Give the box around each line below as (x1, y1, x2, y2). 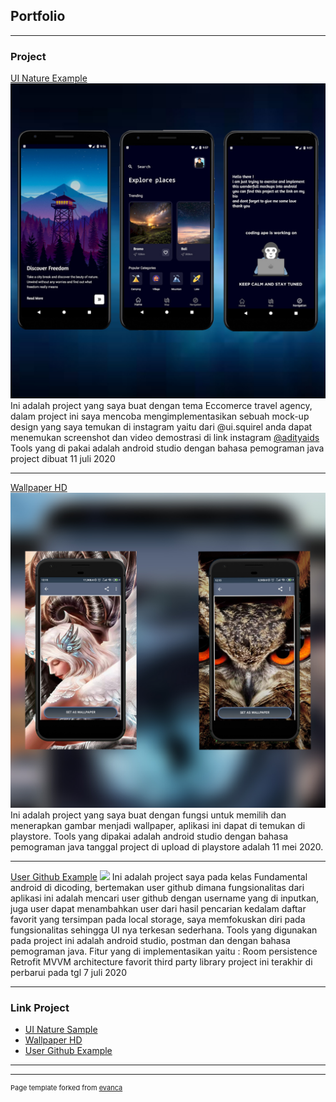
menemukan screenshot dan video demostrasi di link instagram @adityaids (10, 432, 320, 444)
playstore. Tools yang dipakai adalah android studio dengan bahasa (10, 830, 289, 843)
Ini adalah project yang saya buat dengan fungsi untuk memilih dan (10, 809, 287, 821)
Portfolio (10, 8, 66, 25)
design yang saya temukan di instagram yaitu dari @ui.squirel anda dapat (10, 421, 313, 433)
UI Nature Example (10, 72, 88, 84)
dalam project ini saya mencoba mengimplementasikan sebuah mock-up (10, 410, 310, 423)
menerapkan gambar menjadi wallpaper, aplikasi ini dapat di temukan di (10, 820, 306, 832)
